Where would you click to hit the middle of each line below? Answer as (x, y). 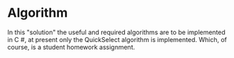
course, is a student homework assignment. (71, 47)
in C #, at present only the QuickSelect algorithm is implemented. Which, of (117, 39)
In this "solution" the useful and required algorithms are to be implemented (116, 32)
